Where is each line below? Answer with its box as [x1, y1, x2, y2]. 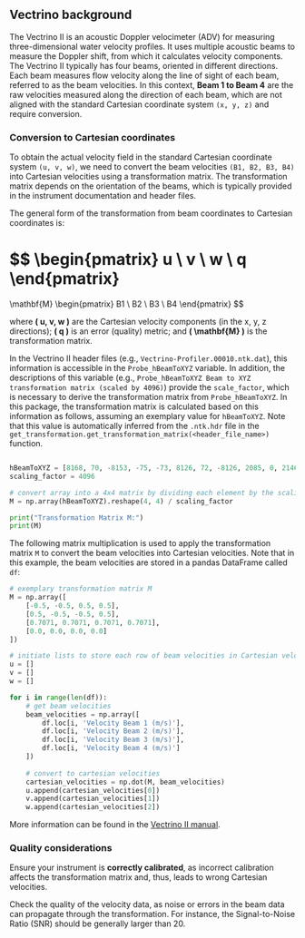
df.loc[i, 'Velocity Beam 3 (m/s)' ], [42, 735, 184, 745]
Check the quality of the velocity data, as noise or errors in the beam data [9, 899, 285, 910]
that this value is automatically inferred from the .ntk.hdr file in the [9, 421, 261, 432]
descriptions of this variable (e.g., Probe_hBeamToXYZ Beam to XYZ [9, 372, 251, 384]
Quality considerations [9, 842, 113, 855]
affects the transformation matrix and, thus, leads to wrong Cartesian [9, 872, 268, 883]
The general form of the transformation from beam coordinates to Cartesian [9, 208, 293, 219]
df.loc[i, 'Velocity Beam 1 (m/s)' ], [42, 718, 184, 728]
